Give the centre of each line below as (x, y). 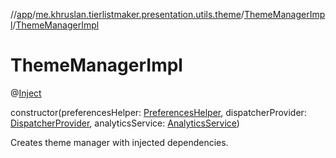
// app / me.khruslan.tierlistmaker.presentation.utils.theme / (127, 14)
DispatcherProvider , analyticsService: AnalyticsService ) (125, 123)
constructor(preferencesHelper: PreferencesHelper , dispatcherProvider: (158, 112)
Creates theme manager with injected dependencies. (119, 142)
